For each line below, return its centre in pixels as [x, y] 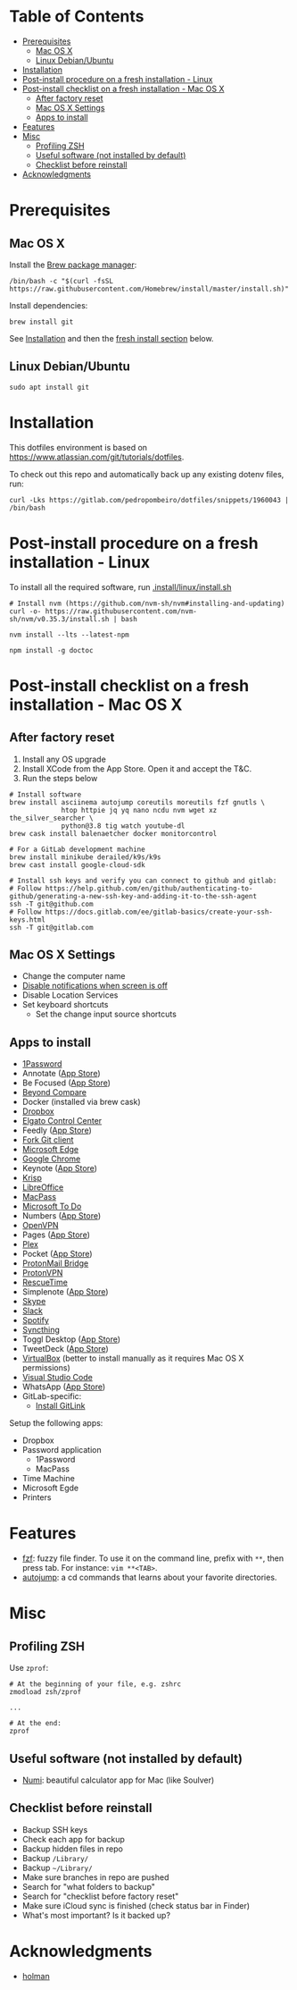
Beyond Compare [54, 1092]
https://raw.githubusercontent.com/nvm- [121, 611]
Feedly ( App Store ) [57, 1130]
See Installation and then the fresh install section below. [111, 338]
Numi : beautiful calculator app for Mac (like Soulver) [118, 1780]
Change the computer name [74, 976]
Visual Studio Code [58, 1378]
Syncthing [41, 1330]
